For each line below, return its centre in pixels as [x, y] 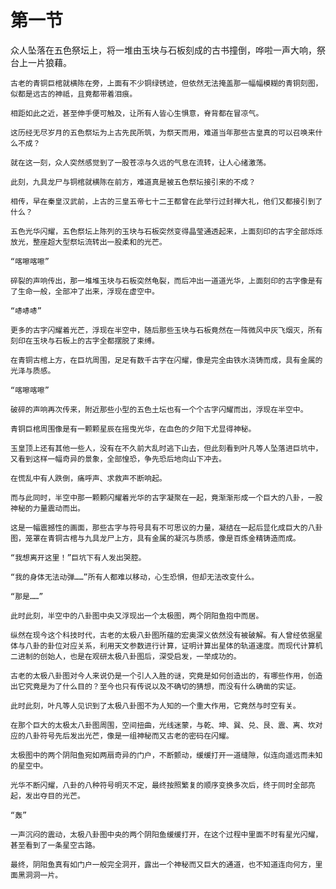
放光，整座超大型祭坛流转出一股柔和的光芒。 [88, 242]
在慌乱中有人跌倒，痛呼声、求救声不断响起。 [88, 478]
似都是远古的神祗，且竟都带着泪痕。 [74, 94]
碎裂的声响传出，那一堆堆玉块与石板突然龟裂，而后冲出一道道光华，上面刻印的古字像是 [163, 281]
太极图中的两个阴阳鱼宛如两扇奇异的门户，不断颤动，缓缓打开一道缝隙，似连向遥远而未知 [166, 755]
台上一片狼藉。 [41, 62]
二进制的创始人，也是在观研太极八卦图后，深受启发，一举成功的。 [126, 656]
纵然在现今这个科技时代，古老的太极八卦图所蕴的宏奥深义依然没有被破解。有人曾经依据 [163, 635]
